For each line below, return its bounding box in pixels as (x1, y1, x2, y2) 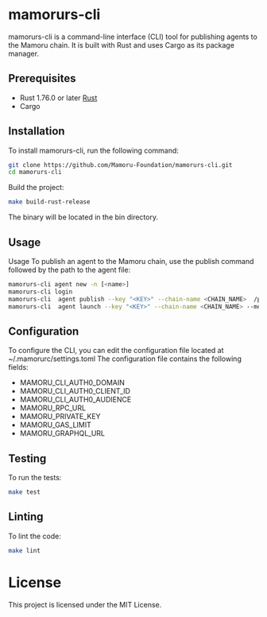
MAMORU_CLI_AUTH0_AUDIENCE (19, 395, 132, 405)
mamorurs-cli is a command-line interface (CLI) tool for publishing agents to (8, 32, 258, 41)
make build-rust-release (8, 198, 91, 206)
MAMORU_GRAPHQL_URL (19, 429, 106, 438)
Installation (8, 125, 65, 138)
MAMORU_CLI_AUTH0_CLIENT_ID (19, 386, 131, 396)
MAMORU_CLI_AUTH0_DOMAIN (19, 378, 126, 387)
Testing (8, 452, 47, 465)
